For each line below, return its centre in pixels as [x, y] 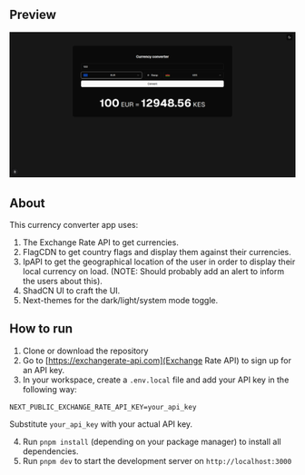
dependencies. [50, 451]
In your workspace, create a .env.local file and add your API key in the [156, 380]
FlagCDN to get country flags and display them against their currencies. [157, 252]
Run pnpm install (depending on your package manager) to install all [152, 441]
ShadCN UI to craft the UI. [71, 291]
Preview [33, 15]
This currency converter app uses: [74, 225]
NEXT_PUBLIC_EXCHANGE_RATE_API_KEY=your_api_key [103, 407]
